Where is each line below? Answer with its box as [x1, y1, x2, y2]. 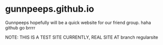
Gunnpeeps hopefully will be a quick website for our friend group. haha [5, 20, 152, 25]
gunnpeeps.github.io [5, 3, 94, 15]
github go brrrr [5, 24, 36, 30]
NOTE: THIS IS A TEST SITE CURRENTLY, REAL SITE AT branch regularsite [5, 34, 158, 40]
